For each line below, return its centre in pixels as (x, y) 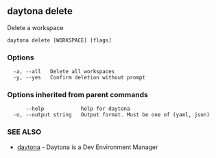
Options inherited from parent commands (78, 95)
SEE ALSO (24, 132)
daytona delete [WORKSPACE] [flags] (59, 40)
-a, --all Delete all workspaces (64, 72)
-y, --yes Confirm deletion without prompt (80, 78)
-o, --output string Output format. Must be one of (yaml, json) (112, 115)
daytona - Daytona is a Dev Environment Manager (87, 147)
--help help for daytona (77, 109)
